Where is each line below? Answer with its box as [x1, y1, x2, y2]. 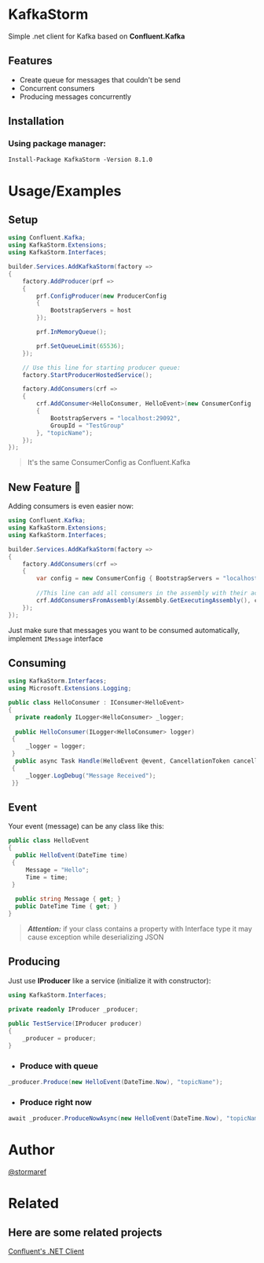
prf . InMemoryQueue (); [36, 328, 108, 336]
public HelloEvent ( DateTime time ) [15, 851, 128, 859]
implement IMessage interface [8, 634, 104, 643]
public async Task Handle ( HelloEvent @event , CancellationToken [15, 757, 230, 765]
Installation [8, 115, 64, 128]
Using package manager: [8, 138, 106, 149]
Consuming [8, 656, 67, 669]
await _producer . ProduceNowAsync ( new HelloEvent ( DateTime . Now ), [8, 1115, 223, 1122]
